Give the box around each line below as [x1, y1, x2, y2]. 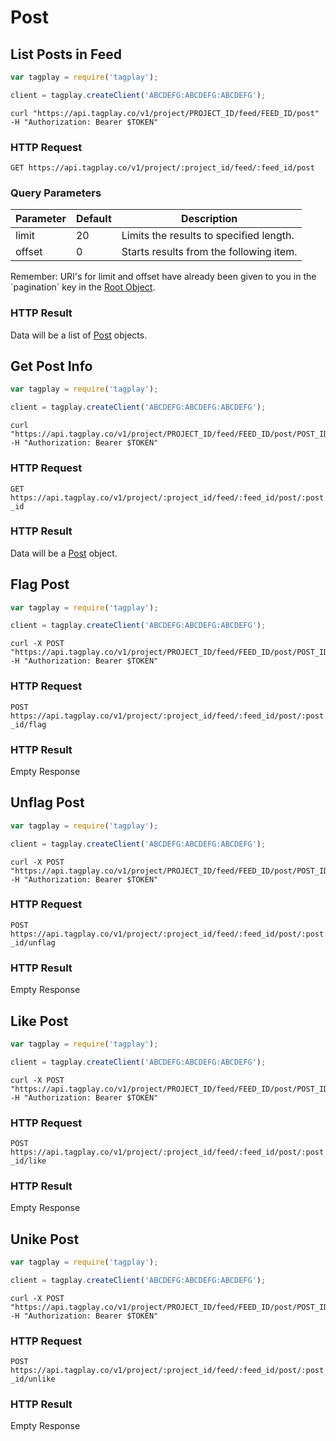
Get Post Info [10, 358, 93, 375]
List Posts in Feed [10, 46, 123, 63]
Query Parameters [10, 186, 102, 200]
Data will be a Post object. [10, 547, 118, 559]
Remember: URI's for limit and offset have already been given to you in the [10, 271, 317, 283]
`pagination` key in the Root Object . [10, 281, 156, 293]
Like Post [10, 1012, 69, 1030]
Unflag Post [10, 794, 85, 811]
